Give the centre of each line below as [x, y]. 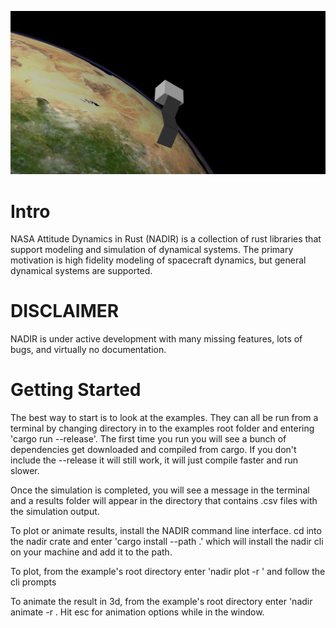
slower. [25, 471]
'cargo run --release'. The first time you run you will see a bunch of [148, 439]
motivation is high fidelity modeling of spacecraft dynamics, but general [158, 260]
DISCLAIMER [65, 311]
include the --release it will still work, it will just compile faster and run [154, 460]
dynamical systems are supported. [81, 271]
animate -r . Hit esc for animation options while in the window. [137, 612]
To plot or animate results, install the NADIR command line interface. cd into [166, 531]
